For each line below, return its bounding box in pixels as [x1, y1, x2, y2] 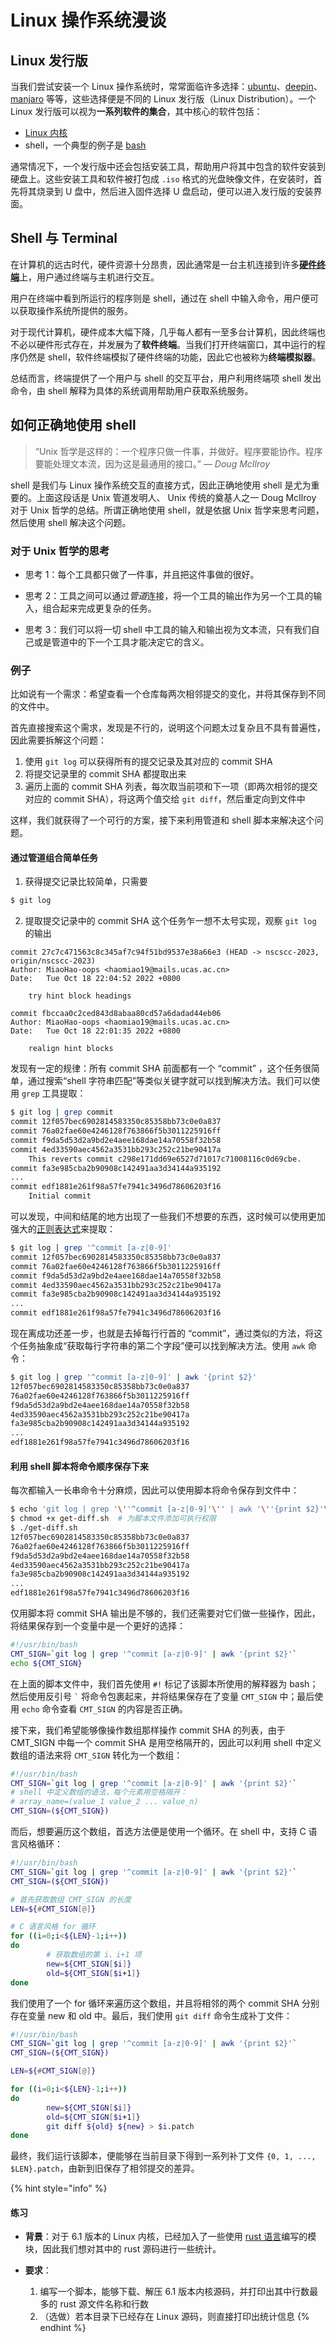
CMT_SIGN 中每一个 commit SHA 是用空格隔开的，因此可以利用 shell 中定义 [10, 1736, 322, 1748]
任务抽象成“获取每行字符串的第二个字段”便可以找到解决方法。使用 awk [18, 1340, 306, 1352]
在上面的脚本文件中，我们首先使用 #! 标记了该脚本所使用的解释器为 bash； [10, 1677, 319, 1690]
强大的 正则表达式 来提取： [10, 1223, 116, 1235]
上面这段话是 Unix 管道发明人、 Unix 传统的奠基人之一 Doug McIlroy [36, 491, 317, 503]
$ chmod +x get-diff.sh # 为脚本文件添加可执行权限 [10, 1514, 217, 1524]
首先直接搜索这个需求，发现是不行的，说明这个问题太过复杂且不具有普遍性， [10, 722, 326, 734]
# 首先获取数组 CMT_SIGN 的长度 [10, 1894, 132, 1905]
